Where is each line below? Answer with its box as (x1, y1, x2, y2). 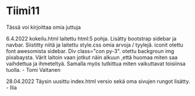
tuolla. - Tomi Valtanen (6, 66, 60, 73)
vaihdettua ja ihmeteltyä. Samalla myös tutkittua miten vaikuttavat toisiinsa (6, 60, 186, 67)
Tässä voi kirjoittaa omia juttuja (6, 24, 81, 31)
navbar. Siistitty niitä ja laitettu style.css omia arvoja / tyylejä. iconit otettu (6, 41, 184, 48)
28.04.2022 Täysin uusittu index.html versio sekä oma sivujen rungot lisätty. (6, 78, 190, 85)
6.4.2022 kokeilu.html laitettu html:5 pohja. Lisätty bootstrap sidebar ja (6, 35, 177, 42)
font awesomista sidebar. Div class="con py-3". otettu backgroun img (6, 47, 174, 54)
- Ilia (6, 84, 17, 91)
